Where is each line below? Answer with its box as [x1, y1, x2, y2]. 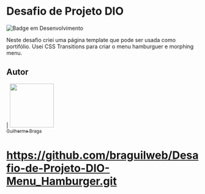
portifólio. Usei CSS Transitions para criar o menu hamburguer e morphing [6, 43, 194, 50]
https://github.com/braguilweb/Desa [6, 148, 199, 162]
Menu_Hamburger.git [6, 174, 117, 188]
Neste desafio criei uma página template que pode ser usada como [6, 36, 176, 43]
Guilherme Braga [6, 128, 42, 134]
